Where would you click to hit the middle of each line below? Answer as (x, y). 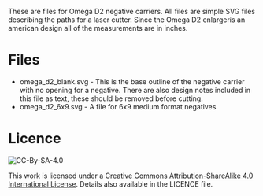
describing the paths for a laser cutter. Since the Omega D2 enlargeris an (127, 20)
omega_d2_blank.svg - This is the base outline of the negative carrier (132, 81)
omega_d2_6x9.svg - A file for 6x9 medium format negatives (118, 106)
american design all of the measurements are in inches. (98, 28)
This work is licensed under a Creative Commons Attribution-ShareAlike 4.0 (131, 176)
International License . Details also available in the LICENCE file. (111, 183)
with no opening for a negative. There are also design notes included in (135, 90)
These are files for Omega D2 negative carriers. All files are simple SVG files (132, 11)
